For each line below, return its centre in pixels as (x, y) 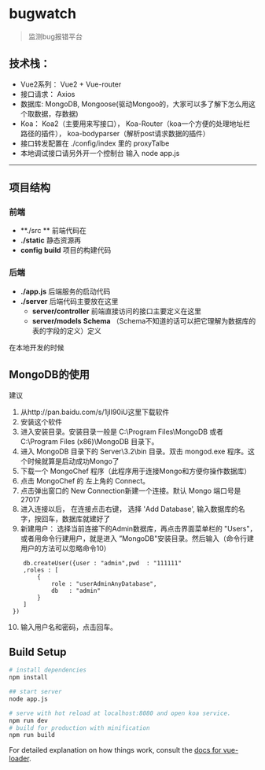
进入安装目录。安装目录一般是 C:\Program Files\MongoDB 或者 (121, 431)
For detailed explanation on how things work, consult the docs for (115, 750)
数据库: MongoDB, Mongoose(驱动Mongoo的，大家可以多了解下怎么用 (134, 104)
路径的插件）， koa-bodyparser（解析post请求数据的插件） (115, 133)
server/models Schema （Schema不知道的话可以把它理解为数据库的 (144, 320)
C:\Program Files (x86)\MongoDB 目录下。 (89, 441)
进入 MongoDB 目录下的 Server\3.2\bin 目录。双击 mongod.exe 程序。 (134, 451)
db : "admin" (76, 590)
